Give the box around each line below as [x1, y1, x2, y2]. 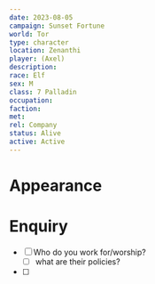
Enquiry [9, 216, 68, 237]
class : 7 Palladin [9, 87, 77, 96]
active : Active [9, 137, 66, 146]
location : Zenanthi [9, 46, 81, 55]
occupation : [9, 95, 53, 105]
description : [9, 63, 58, 72]
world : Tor [9, 29, 50, 38]
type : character [9, 37, 69, 47]
